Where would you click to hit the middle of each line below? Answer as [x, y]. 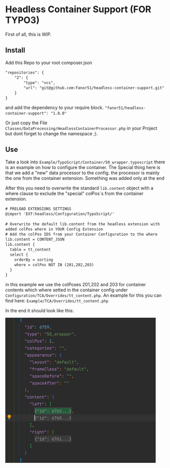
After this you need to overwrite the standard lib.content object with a [79, 188]
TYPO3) [22, 20]
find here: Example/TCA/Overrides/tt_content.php [57, 300]
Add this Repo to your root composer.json [49, 63]
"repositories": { [25, 72]
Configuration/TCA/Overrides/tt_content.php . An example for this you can [83, 295]
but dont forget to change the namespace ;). [52, 133]
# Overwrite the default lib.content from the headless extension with [82, 224]
